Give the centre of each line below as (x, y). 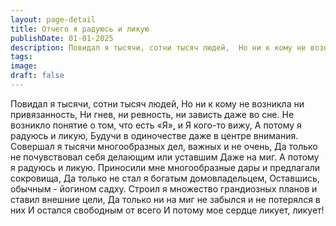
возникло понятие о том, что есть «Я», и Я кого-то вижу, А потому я (156, 125)
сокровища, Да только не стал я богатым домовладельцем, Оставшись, (165, 178)
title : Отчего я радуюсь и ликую (80, 29)
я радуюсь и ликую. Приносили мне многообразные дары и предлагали (165, 167)
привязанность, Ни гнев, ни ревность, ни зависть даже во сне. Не (152, 114)
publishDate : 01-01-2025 (62, 38)
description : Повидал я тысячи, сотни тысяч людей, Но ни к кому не (158, 47)
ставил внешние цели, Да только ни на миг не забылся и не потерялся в (165, 199)
